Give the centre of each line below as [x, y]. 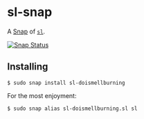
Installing [28, 67]
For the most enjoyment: [42, 95]
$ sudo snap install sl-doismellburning [66, 83]
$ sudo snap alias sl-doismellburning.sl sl [72, 109]
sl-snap [30, 12]
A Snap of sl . [26, 31]
